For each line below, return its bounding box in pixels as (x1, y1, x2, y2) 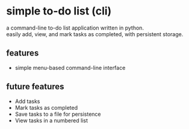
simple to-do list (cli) (6, 4, 112, 18)
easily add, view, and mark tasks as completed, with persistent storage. (6, 30, 184, 37)
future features (6, 81, 64, 92)
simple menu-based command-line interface (14, 64, 126, 71)
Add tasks (14, 98, 40, 105)
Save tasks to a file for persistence (14, 110, 101, 118)
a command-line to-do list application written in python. (6, 24, 144, 31)
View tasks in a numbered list (14, 116, 88, 124)
